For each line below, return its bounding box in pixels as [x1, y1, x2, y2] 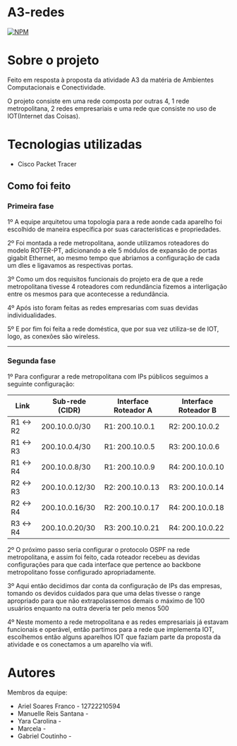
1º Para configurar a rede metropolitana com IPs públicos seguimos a [7, 372, 209, 381]
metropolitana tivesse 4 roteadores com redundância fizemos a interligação [7, 282, 228, 291]
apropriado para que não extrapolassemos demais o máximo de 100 [7, 597, 205, 605]
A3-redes [7, 4, 65, 20]
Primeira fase [7, 202, 54, 212]
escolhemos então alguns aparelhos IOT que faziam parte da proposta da [7, 632, 221, 641]
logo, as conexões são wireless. [7, 332, 100, 341]
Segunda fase [7, 356, 56, 366]
